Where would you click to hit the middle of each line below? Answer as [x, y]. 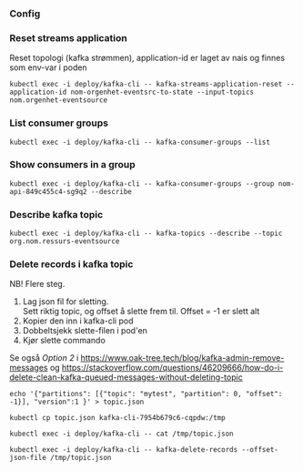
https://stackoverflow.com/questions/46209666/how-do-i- [173, 368]
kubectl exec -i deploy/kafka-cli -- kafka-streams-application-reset [146, 85]
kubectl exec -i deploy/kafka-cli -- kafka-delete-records [124, 450]
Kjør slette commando [64, 341]
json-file [28, 458]
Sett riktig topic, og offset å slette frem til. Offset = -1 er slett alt [141, 312]
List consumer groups [59, 123]
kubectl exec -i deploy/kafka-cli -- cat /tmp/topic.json [121, 434]
